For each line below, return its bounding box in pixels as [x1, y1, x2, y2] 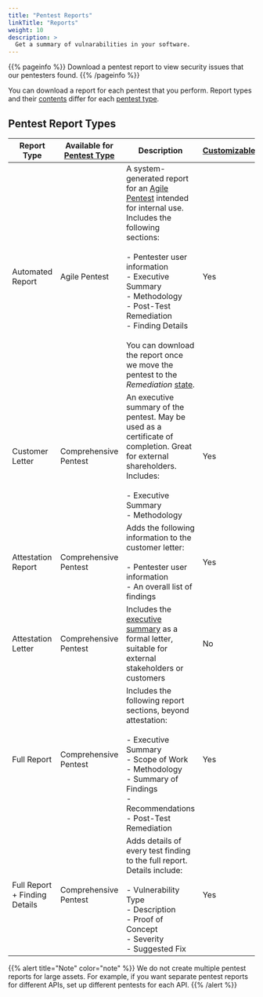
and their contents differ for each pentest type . [8, 94, 160, 104]
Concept [126, 923, 158, 934]
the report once [126, 349, 184, 360]
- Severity [126, 933, 164, 944]
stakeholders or [126, 663, 184, 674]
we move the [126, 359, 174, 370]
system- [133, 163, 166, 173]
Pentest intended [126, 192, 189, 203]
